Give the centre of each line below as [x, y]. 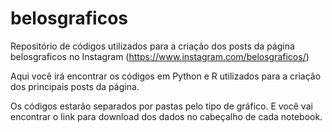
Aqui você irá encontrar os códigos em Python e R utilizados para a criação [166, 76]
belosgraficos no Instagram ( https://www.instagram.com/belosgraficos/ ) [160, 56]
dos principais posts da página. [75, 86]
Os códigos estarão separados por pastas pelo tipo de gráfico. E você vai [161, 106]
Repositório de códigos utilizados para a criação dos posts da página [152, 46]
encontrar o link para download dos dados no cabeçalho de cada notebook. [166, 116]
